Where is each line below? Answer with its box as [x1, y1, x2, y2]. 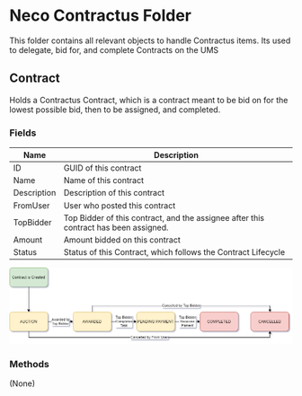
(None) [9, 378, 36, 389]
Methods [9, 357, 49, 370]
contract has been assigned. [63, 222, 169, 233]
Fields [9, 127, 37, 139]
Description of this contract [63, 188, 164, 198]
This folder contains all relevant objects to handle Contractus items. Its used [9, 35, 291, 46]
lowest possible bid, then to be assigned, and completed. [9, 104, 221, 115]
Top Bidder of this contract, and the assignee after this [63, 212, 265, 223]
